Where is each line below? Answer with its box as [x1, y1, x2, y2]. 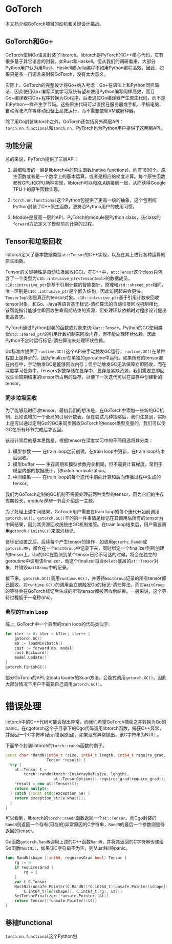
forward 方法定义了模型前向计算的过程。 [12, 220, 96, 227]
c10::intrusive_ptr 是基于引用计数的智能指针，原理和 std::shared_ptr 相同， [5, 282, 166, 288]
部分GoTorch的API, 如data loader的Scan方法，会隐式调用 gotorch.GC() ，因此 [5, 674, 167, 680]
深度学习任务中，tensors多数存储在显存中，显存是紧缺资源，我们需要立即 [5, 368, 160, 374]
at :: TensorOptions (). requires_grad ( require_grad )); [53, 776, 166, 782]
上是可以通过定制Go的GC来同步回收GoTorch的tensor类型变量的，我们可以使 [5, 420, 166, 426]
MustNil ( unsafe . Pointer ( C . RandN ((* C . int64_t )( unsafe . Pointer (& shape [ [14, 884, 166, 889]
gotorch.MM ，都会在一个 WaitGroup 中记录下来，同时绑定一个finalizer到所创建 [5, 545, 165, 551]
